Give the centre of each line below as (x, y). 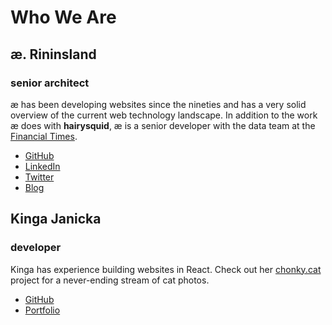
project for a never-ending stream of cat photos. (110, 280)
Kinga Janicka (56, 219)
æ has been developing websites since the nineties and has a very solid (158, 104)
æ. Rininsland (53, 54)
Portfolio (42, 310)
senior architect (50, 83)
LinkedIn (42, 166)
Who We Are (63, 17)
